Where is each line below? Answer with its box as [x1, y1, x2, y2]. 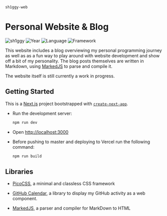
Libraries [5, 167, 33, 176]
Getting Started [5, 87, 54, 96]
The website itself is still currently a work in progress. [5, 73, 115, 79]
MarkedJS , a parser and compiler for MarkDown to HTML [12, 205, 131, 212]
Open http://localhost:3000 [12, 129, 69, 135]
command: [12, 144, 35, 150]
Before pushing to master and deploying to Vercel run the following [12, 139, 151, 145]
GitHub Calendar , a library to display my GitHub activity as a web [12, 190, 146, 197]
